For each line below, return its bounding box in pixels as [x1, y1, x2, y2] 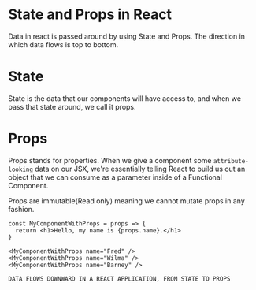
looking [8, 165, 34, 173]
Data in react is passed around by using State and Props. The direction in [8, 32, 246, 41]
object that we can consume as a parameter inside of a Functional [8, 172, 223, 182]
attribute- [213, 157, 250, 165]
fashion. [8, 204, 35, 214]
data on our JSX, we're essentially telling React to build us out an [35, 164, 246, 173]
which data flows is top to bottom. [8, 39, 119, 49]
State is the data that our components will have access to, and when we [8, 93, 242, 103]
